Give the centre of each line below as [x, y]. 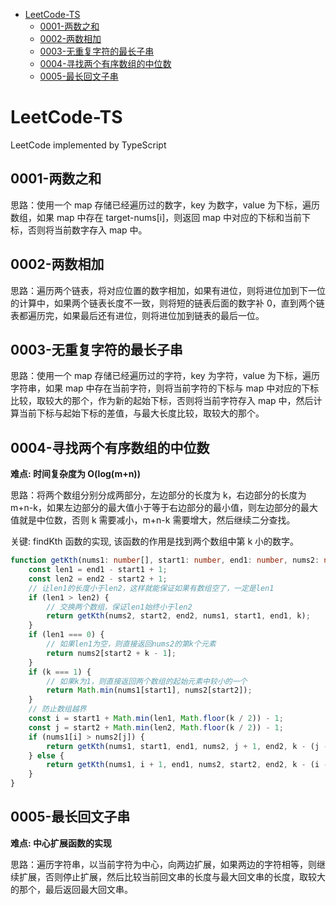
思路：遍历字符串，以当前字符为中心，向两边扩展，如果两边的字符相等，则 [163, 864]
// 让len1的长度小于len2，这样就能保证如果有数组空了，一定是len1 [151, 588]
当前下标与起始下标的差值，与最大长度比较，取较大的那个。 [141, 413]
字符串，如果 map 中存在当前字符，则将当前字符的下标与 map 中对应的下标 [165, 388]
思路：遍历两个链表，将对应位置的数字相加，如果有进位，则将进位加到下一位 [168, 290]
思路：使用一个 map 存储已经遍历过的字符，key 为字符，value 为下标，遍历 [165, 376]
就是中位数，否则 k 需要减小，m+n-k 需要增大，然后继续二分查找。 [157, 520]
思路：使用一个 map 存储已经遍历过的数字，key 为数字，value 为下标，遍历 [165, 205]
